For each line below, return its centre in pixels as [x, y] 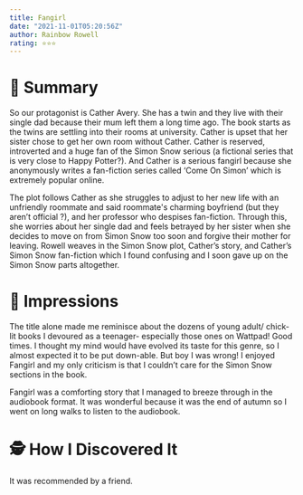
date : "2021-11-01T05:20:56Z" [66, 26]
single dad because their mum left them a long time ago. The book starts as [150, 122]
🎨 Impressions [64, 302]
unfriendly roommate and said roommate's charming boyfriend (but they [144, 207]
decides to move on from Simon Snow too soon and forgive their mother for [150, 236]
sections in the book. [48, 375]
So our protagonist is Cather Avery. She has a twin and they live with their [146, 113]
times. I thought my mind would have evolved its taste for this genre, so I [144, 346]
